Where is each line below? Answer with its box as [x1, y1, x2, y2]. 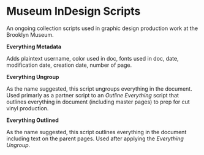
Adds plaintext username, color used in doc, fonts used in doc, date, [6, 55, 179, 62]
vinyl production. [6, 104, 49, 112]
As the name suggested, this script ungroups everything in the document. [6, 85, 192, 93]
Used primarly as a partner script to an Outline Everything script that [6, 91, 179, 99]
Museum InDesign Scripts [6, 4, 141, 18]
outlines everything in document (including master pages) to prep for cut [6, 98, 190, 105]
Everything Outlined [6, 116, 59, 124]
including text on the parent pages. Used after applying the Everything [6, 135, 184, 142]
